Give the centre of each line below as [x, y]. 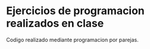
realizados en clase [55, 23]
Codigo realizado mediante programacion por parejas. [72, 40]
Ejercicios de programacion [75, 11]
